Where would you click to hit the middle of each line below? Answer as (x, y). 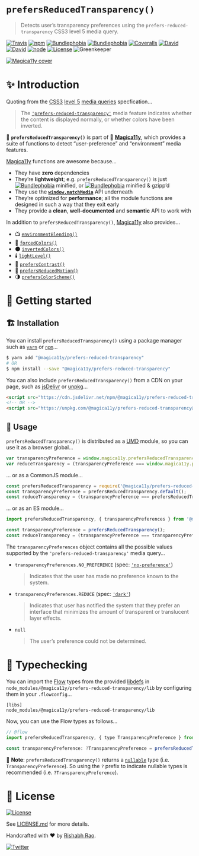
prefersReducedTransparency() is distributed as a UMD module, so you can (97, 441)
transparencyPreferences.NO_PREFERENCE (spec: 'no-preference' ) (94, 565)
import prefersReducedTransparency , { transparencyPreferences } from (95, 519)
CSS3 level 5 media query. (86, 31)
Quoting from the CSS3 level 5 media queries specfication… (79, 102)
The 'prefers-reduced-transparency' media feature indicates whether (106, 113)
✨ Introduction (43, 85)
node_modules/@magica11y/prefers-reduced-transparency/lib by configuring (99, 687)
